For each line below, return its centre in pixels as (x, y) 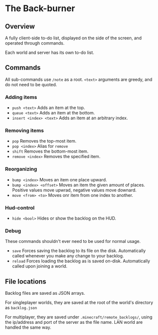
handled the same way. (28, 327)
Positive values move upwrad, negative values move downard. (74, 190)
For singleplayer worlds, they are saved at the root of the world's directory (79, 303)
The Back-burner (40, 8)
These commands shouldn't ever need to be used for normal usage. (73, 241)
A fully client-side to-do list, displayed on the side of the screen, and (73, 38)
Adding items (21, 97)
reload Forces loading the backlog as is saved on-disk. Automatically (81, 261)
